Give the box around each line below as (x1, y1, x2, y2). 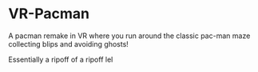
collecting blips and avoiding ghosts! (8, 39, 129, 48)
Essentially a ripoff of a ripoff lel (8, 55, 113, 64)
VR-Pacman (8, 5, 90, 23)
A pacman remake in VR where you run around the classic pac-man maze (8, 31, 251, 40)
